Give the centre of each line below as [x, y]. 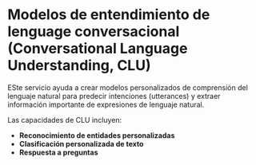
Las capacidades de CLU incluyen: [65, 120]
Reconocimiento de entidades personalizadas [97, 135]
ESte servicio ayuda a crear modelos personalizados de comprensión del [128, 87]
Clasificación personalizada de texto [81, 143]
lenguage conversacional [94, 31]
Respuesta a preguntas [58, 152]
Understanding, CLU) [79, 66]
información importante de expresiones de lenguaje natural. [106, 104]
